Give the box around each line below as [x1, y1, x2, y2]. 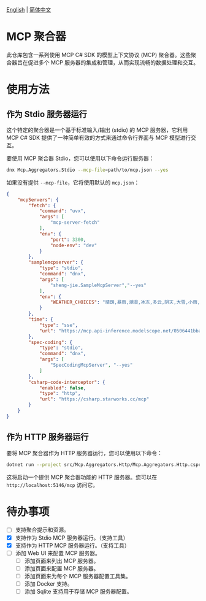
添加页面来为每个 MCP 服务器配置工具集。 [24, 572, 132, 580]
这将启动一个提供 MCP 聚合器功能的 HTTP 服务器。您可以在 [6, 473, 158, 481]
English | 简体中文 [6, 6, 51, 13]
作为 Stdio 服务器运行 [6, 109, 87, 119]
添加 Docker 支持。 [24, 580, 73, 588]
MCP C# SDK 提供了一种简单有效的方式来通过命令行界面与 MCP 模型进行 [6, 134, 191, 141]
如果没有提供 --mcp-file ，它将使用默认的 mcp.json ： [6, 178, 140, 186]
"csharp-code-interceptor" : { [28, 379, 105, 385]
